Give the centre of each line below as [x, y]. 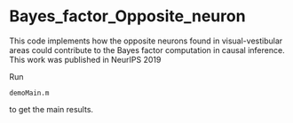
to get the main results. [51, 109]
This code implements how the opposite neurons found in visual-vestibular [146, 41]
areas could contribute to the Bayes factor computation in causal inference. [147, 50]
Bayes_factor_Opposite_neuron [127, 16]
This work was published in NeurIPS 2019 [85, 59]
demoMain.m [29, 93]
